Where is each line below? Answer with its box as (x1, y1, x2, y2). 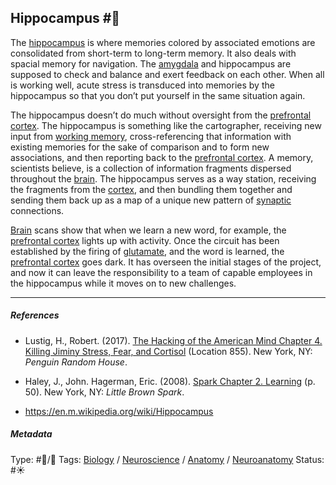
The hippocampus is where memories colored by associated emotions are (10, 36, 316, 48)
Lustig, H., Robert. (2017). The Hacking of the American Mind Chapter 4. (24, 334, 323, 346)
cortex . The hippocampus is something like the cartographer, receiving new (10, 119, 322, 131)
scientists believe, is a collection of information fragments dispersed (10, 162, 292, 174)
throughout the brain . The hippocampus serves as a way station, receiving (10, 172, 317, 185)
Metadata (10, 428, 53, 440)
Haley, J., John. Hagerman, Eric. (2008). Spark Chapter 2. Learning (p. (24, 375, 316, 387)
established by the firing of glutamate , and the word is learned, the (10, 245, 285, 257)
